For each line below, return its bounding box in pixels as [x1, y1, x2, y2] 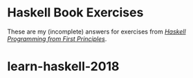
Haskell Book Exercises [7, 5, 144, 21]
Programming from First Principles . [7, 34, 107, 42]
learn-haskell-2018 [7, 59, 120, 75]
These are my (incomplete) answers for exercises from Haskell [7, 27, 186, 36]
